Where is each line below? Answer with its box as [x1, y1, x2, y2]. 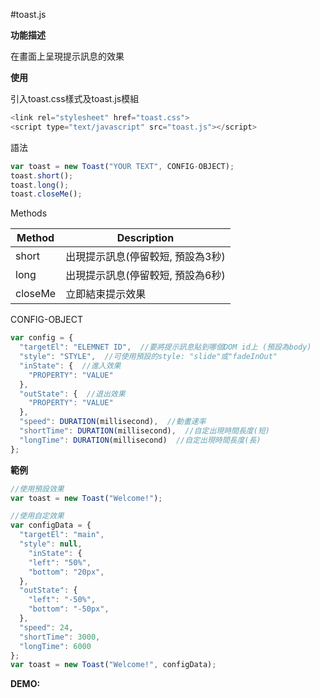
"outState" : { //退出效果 [19, 389, 126, 399]
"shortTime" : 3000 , [19, 632, 101, 642]
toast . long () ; [10, 180, 70, 190]
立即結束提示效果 [65, 287, 147, 301]
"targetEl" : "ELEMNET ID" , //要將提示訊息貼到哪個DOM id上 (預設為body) [19, 342, 312, 353]
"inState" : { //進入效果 [19, 360, 122, 371]
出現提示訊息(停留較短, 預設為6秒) [65, 269, 226, 283]
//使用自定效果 [10, 511, 65, 521]
